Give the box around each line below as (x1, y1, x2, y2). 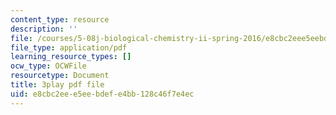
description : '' (10, 24, 78, 34)
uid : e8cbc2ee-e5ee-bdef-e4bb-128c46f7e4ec (10, 89, 195, 99)
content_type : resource (10, 14, 110, 25)
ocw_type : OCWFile (10, 61, 87, 71)
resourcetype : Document (10, 71, 110, 81)
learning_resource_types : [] (10, 52, 132, 62)
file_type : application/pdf (10, 42, 128, 53)
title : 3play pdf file (10, 80, 105, 90)
